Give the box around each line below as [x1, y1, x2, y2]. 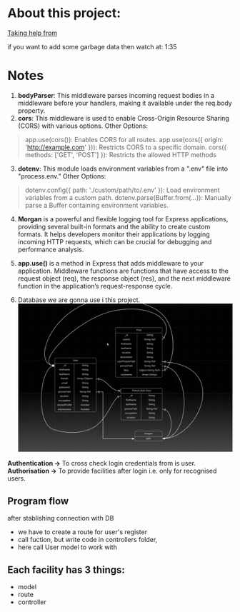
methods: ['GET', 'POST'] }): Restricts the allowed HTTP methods [24, 150, 216, 159]
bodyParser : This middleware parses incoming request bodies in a [17, 91, 215, 99]
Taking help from [7, 29, 57, 37]
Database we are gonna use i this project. [17, 295, 141, 304]
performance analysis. [17, 245, 84, 254]
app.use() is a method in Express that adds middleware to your [17, 259, 204, 267]
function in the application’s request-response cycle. [17, 281, 173, 290]
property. [17, 106, 46, 115]
